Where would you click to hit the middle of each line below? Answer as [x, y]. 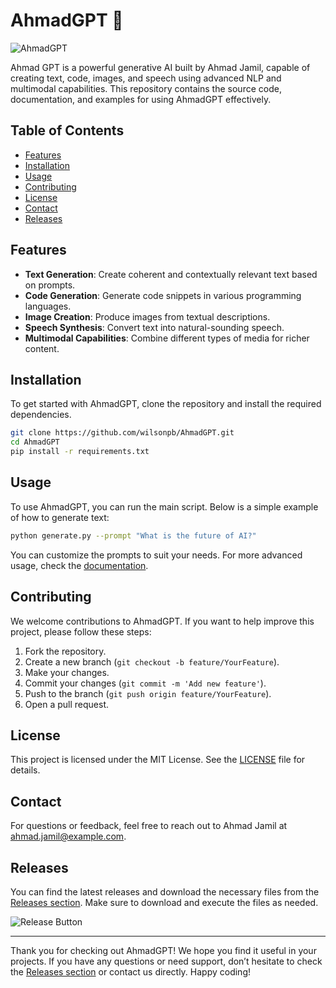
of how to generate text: [60, 517]
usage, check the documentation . [79, 565]
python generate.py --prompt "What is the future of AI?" [133, 535]
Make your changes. [67, 672]
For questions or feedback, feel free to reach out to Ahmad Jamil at [149, 826]
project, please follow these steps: [81, 631]
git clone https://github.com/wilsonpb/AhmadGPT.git [122, 433]
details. [25, 770]
